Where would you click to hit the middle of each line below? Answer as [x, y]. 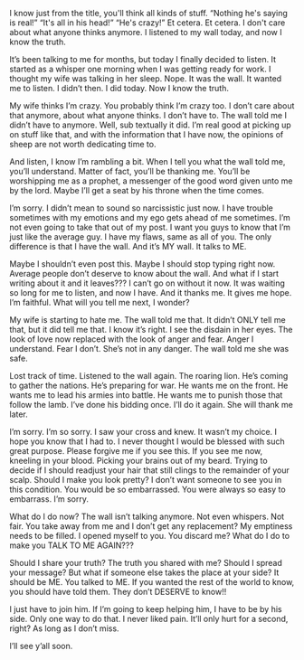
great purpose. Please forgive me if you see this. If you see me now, [136, 451]
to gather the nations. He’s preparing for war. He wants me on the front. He [149, 385]
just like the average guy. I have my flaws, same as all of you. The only [141, 237]
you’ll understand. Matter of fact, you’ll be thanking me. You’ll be [130, 171]
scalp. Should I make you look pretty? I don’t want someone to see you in [146, 480]
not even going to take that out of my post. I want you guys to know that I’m [150, 227]
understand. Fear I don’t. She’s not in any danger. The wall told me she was [149, 349]
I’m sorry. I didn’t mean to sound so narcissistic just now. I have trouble [142, 208]
